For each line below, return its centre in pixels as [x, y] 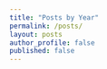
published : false [42, 51]
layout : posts [36, 34]
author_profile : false [52, 43]
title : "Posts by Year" [54, 17]
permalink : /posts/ [46, 26]
